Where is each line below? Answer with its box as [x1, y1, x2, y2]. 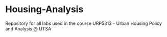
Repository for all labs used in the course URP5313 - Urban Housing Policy [5, 20, 162, 26]
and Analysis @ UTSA [5, 25, 52, 31]
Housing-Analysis [5, 4, 84, 15]
